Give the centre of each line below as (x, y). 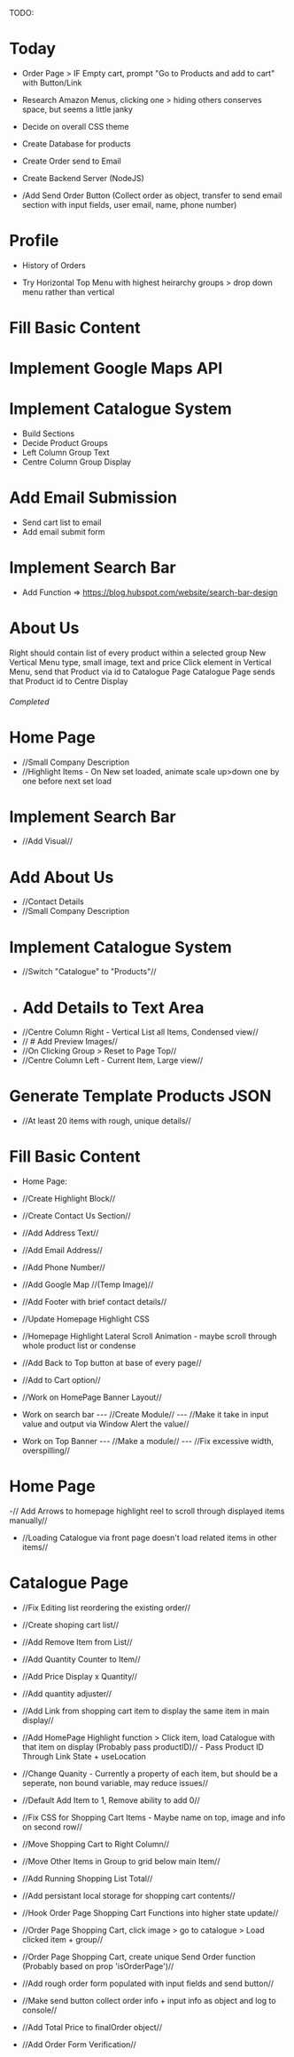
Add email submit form (63, 532)
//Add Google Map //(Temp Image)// (88, 1285)
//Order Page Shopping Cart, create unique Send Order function (139, 1957)
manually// (28, 1521)
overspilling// (46, 1450)
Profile (34, 241)
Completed (30, 702)
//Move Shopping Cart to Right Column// (96, 1844)
